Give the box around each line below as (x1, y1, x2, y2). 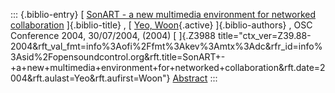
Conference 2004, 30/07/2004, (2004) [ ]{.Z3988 (10, 30, 216, 41)
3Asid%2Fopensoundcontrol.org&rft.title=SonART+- (10, 51, 226, 63)
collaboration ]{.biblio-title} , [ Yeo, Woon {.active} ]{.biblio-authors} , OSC (10, 19, 313, 31)
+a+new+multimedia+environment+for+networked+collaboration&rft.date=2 (10, 62, 326, 73)
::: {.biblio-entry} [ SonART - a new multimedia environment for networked (10, 9, 317, 20)
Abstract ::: (172, 72, 218, 84)
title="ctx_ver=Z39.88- (217, 30, 312, 41)
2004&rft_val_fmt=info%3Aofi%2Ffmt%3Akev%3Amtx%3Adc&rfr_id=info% (10, 40, 323, 52)
